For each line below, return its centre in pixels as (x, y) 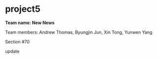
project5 (23, 9)
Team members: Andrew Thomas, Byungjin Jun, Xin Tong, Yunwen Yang (79, 32)
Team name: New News (30, 23)
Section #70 (18, 42)
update (12, 51)
